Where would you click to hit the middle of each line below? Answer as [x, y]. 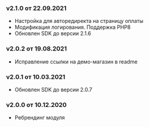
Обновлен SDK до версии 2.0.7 [53, 89]
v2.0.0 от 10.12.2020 [36, 105]
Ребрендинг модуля [40, 118]
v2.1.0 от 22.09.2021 [36, 8]
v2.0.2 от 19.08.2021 [37, 49]
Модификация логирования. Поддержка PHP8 [72, 27]
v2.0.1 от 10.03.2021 [36, 76]
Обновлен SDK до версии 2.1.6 [53, 34]
